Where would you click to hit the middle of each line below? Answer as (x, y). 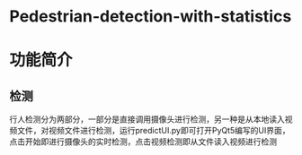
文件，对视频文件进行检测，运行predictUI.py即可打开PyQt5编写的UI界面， (153, 131)
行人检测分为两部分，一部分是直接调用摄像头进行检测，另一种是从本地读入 (147, 119)
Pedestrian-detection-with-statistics (151, 17)
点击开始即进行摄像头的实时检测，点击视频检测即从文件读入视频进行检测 (143, 142)
